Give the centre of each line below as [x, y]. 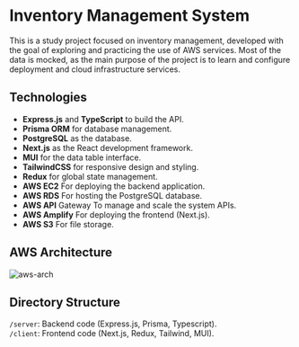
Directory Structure [65, 302]
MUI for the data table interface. [82, 157]
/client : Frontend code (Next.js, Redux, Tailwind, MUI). [112, 334]
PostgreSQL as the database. [77, 138]
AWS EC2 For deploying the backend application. [114, 186]
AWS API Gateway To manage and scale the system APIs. [129, 205]
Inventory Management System [129, 16]
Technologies [48, 98]
